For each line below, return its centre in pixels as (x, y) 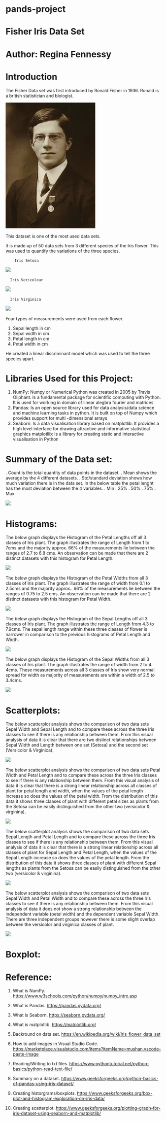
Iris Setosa (27, 260)
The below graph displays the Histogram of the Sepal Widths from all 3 (78, 659)
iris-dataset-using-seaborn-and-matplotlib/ (57, 1113)
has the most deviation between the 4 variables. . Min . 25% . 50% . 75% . (81, 488)
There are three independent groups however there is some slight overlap (81, 919)
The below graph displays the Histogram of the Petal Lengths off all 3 (76, 538)
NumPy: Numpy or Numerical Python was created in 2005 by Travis (82, 392)
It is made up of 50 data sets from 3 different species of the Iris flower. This (82, 245)
